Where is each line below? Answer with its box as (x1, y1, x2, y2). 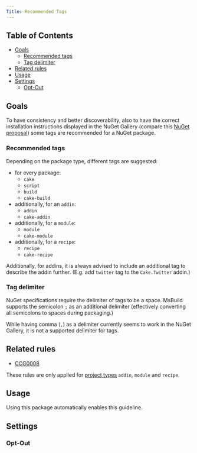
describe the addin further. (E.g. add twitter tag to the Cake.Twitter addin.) (6, 268, 191, 276)
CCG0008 (14, 360, 40, 367)
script (23, 183, 40, 189)
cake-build (23, 195, 51, 201)
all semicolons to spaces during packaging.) (6, 309, 114, 316)
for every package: (14, 169, 61, 176)
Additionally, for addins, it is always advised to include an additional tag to (6, 262, 186, 269)
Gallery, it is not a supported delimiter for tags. (6, 326, 119, 334)
